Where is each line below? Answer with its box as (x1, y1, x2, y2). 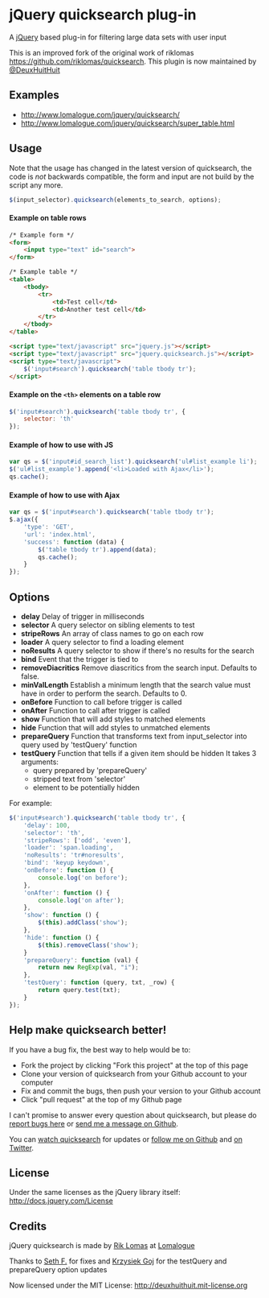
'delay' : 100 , (23, 821, 71, 829)
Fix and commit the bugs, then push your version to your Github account (20, 1085, 261, 1096)
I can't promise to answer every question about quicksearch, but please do (9, 1110, 257, 1120)
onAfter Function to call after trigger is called (20, 705, 171, 715)
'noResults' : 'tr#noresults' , (23, 851, 125, 859)
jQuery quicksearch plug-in (9, 6, 197, 24)
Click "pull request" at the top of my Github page (20, 1094, 183, 1104)
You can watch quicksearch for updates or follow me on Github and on (9, 1134, 243, 1144)
